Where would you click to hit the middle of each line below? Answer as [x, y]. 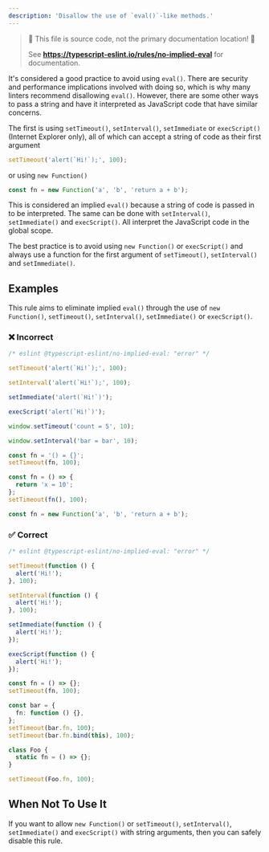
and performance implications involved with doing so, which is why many [130, 87]
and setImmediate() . [42, 263]
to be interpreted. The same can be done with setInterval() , [110, 214]
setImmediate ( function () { [55, 625]
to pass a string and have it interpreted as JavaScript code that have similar [133, 104]
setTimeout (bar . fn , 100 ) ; [51, 728]
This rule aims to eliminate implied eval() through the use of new [114, 308]
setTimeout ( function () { [51, 566]
